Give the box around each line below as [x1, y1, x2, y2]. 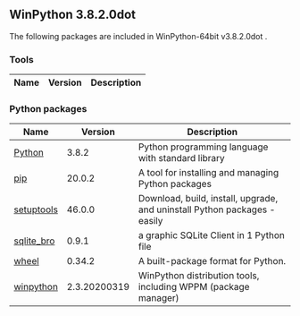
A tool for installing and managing [137, 167, 279, 179]
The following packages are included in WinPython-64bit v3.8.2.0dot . [9, 30, 268, 41]
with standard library [137, 152, 225, 165]
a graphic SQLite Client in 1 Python [137, 229, 286, 242]
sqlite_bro [13, 235, 55, 247]
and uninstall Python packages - [137, 203, 276, 216]
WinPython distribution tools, [137, 269, 260, 282]
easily [137, 215, 163, 227]
